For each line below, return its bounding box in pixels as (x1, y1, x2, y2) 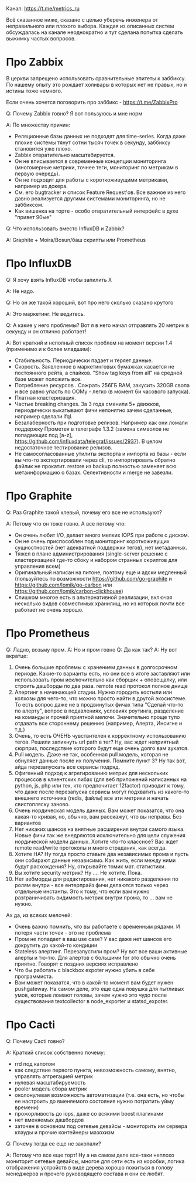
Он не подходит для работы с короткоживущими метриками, (14, 176, 169, 183)
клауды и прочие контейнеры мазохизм (14, 1129, 115, 1136)
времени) (14, 1104, 39, 1111)
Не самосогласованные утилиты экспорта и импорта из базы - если (14, 450, 186, 457)
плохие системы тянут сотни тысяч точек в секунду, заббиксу (14, 139, 171, 146)
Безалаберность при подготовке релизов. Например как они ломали (14, 419, 188, 426)
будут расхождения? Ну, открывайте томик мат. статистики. (14, 862, 166, 870)
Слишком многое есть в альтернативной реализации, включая (14, 594, 173, 601)
